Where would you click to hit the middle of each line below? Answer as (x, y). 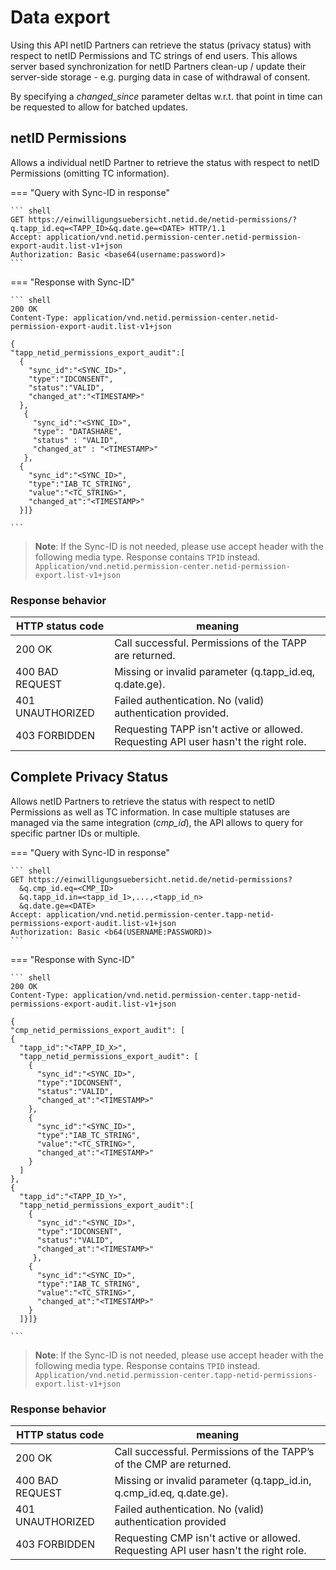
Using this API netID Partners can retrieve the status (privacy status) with (161, 45)
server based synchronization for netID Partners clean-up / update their (158, 66)
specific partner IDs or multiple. (75, 833)
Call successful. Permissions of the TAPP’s (214, 1452)
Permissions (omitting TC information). (90, 173)
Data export (60, 17)
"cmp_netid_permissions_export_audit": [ (98, 1030)
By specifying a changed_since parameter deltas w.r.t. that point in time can (166, 96)
